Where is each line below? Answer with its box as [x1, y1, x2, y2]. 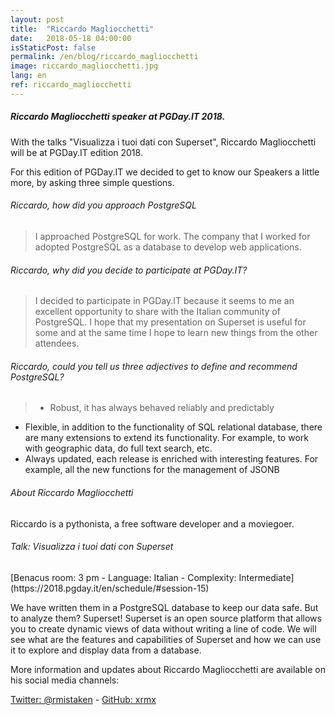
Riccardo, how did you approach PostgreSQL [10, 199, 197, 211]
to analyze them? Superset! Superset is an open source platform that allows [10, 612, 322, 624]
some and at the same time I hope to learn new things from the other [34, 327, 318, 339]
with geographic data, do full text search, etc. [24, 442, 213, 455]
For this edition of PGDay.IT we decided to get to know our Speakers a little [10, 166, 320, 178]
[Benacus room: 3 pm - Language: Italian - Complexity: [10, 571, 237, 583]
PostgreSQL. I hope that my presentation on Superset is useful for [34, 316, 307, 328]
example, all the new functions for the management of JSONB [24, 464, 280, 476]
